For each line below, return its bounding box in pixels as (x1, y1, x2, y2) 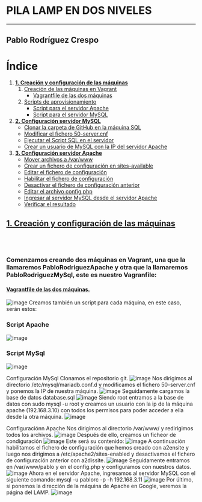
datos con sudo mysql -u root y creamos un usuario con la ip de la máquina (6, 400, 194, 407)
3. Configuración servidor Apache (14, 149, 102, 157)
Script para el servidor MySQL (32, 111, 108, 118)
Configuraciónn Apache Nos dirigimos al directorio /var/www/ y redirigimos (6, 424, 194, 431)
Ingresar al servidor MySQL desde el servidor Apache (23, 194, 158, 202)
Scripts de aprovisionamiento (23, 98, 97, 105)
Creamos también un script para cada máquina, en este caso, (29, 299, 182, 306)
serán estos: (6, 306, 37, 313)
